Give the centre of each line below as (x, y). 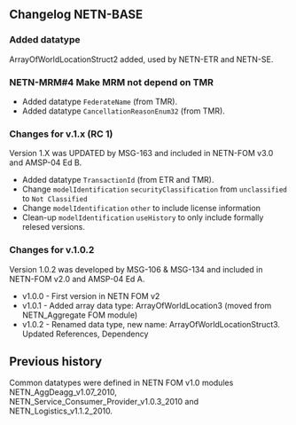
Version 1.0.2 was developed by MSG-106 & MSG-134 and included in (136, 269)
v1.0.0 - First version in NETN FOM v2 (91, 295)
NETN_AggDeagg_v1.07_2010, (63, 392)
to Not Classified (55, 199)
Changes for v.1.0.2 (52, 250)
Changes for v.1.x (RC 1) (61, 134)
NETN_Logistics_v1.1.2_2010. (61, 411)
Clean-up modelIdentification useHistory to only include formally (143, 217)
